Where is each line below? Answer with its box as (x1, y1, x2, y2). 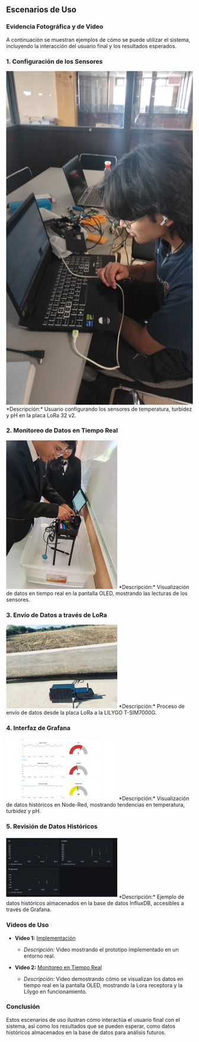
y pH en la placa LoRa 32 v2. (6, 411, 76, 418)
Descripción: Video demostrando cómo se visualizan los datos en (23, 975, 184, 983)
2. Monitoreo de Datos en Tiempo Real (6, 426, 118, 435)
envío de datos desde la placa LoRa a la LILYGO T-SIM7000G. (6, 709, 157, 716)
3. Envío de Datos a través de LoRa (6, 610, 107, 619)
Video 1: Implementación (14, 934, 76, 942)
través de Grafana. (6, 906, 52, 913)
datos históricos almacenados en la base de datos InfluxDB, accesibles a (6, 900, 184, 907)
